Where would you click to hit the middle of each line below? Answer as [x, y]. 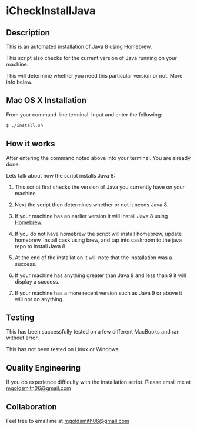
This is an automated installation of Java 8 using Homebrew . [79, 46]
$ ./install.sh [25, 125]
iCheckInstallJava [51, 11]
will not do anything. [39, 299]
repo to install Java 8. [41, 246]
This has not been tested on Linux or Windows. [63, 349]
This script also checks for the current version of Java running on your [92, 58]
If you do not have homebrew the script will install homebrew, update [98, 234]
